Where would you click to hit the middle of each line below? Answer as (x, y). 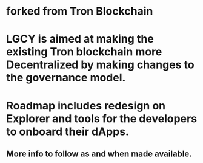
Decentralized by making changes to (101, 65)
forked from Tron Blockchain (80, 11)
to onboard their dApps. (68, 131)
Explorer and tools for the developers (102, 118)
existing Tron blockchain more (84, 52)
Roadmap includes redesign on (86, 106)
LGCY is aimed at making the (80, 39)
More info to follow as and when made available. (99, 154)
